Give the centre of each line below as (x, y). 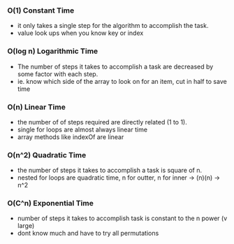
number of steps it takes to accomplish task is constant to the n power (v (122, 218)
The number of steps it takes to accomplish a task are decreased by (115, 66)
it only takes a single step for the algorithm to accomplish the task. (113, 26)
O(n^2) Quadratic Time (47, 155)
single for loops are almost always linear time (82, 129)
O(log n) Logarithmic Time (53, 51)
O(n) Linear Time (37, 107)
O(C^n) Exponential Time (51, 203)
